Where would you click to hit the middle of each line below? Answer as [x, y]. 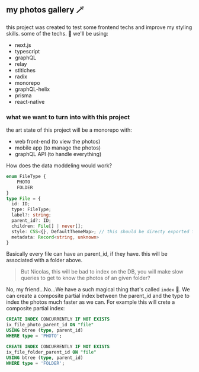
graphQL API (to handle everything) [58, 154]
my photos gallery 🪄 [45, 10]
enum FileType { [26, 177]
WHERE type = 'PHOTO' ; [34, 336]
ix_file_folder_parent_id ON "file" [51, 352]
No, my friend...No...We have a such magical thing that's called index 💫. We [98, 290]
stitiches [25, 70]
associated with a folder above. [44, 260]
